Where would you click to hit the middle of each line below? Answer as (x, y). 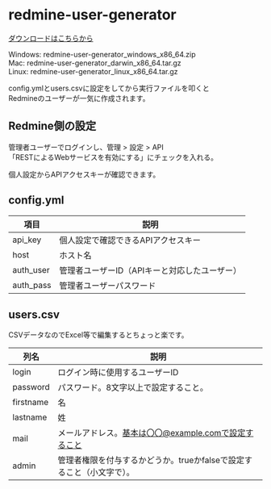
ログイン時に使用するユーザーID (118, 373)
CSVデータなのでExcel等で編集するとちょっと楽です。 (98, 335)
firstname (31, 403)
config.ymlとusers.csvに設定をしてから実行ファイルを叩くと (109, 88)
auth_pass (32, 285)
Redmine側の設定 (52, 126)
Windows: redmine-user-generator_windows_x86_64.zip (102, 54)
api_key (27, 240)
